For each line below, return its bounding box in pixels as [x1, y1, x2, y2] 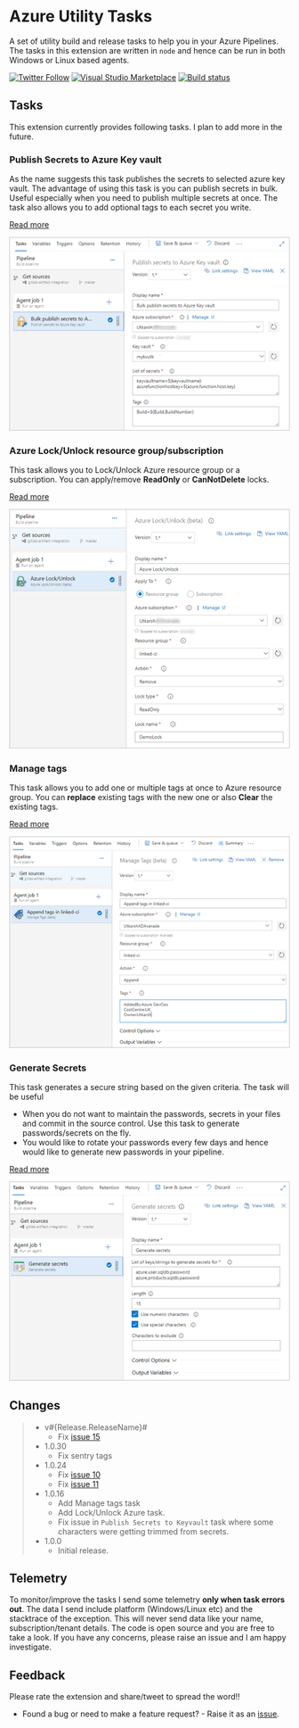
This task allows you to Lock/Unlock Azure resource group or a [9, 464, 240, 475]
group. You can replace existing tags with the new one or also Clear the [9, 791, 273, 802]
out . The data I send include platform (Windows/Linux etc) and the [9, 1604, 254, 1615]
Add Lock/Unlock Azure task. [57, 1507, 166, 1517]
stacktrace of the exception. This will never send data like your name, [9, 1613, 264, 1625]
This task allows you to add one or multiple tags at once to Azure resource [9, 782, 282, 793]
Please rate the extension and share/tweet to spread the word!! [9, 1691, 240, 1702]
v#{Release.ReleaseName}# [44, 1421, 148, 1433]
